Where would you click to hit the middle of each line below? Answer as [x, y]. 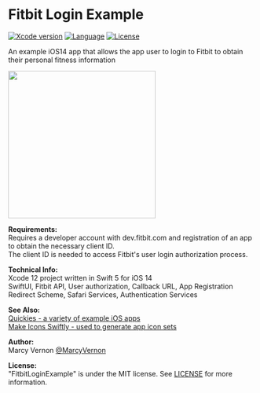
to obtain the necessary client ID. [62, 246]
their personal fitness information [62, 60]
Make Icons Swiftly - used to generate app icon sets [92, 326]
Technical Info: [33, 270]
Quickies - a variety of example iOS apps [74, 318]
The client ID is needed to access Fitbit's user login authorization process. [128, 254]
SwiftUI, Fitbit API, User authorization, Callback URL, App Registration [121, 286]
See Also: [24, 310]
